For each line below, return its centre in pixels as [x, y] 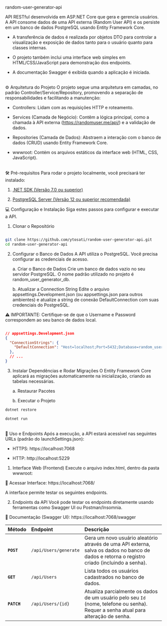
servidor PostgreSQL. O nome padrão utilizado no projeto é [73, 274]
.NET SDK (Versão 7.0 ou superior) [48, 190]
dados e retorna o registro [115, 556]
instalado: [15, 180]
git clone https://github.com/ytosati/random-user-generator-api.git [79, 240]
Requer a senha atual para [115, 610]
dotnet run [16, 419]
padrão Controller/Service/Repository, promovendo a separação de [74, 92]
